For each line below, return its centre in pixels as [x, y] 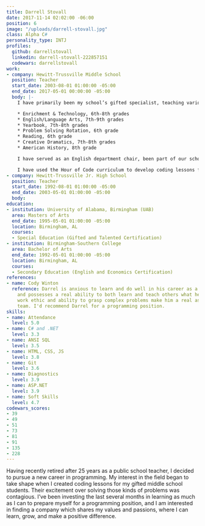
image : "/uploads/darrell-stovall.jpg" [57, 29]
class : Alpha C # [27, 35]
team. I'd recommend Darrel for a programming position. [91, 306]
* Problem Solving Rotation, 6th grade [68, 131]
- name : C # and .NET [33, 329]
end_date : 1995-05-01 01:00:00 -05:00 [61, 221]
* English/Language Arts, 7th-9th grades [70, 120]
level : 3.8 [26, 357]
